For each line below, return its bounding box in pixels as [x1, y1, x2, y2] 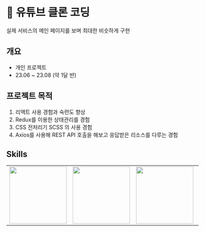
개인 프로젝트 [15, 63, 47, 71]
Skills [6, 149, 27, 159]
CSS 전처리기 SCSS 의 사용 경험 [15, 123, 93, 131]
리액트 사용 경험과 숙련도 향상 [15, 108, 85, 116]
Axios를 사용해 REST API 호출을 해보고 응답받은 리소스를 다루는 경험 [15, 131, 178, 138]
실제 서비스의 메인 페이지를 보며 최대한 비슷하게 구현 [6, 27, 130, 34]
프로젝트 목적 [6, 91, 53, 101]
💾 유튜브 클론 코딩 [6, 5, 90, 19]
